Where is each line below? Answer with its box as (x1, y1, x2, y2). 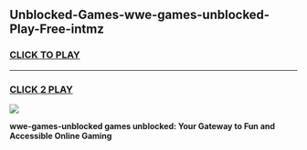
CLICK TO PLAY (9, 49, 80, 62)
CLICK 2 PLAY (9, 83, 73, 95)
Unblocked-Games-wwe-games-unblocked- (9, 7, 270, 23)
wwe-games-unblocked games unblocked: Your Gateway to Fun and (9, 120, 276, 131)
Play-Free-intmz (9, 22, 105, 37)
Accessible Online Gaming (9, 130, 112, 141)
